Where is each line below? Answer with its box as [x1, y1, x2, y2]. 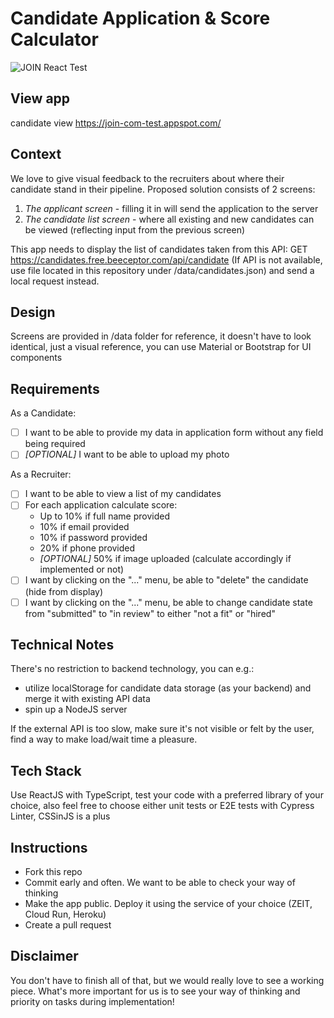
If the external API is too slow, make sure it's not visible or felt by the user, [10, 723, 315, 735]
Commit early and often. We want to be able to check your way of [24, 877, 296, 888]
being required [24, 438, 86, 450]
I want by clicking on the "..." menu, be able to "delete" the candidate [24, 574, 309, 586]
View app [10, 90, 71, 107]
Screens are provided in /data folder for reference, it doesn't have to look [10, 330, 312, 342]
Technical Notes [10, 636, 115, 653]
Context [10, 146, 62, 163]
